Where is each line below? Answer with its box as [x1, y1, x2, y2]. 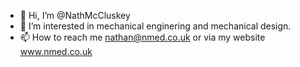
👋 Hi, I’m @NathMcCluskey [19, 10, 131, 21]
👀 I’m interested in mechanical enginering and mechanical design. [19, 20, 292, 32]
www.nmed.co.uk [19, 46, 93, 57]
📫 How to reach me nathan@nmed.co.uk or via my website [19, 31, 266, 43]
